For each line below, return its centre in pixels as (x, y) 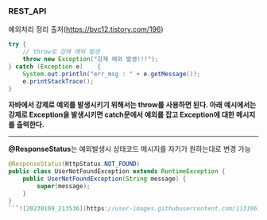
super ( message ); (64, 187)
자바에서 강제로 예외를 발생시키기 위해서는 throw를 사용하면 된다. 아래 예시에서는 (132, 105)
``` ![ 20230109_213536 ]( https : (58, 208)
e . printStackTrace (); (58, 81)
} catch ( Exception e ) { (55, 66)
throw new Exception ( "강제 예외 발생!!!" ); (91, 60)
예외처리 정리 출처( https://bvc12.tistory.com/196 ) (86, 29)
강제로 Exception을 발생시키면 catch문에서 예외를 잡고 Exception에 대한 (122, 115)
